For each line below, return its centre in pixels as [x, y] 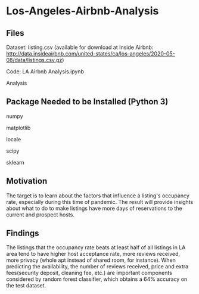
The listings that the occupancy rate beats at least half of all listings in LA [96, 247]
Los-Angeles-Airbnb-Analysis [83, 11]
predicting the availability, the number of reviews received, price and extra [97, 267]
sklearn [15, 162]
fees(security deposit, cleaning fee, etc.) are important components [89, 273]
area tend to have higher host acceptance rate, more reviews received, [93, 254]
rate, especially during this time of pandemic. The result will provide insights [100, 202]
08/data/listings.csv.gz [34, 60]
